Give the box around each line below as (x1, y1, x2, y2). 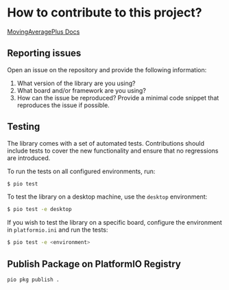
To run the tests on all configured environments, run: (7, 167, 156, 175)
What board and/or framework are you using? (16, 86, 146, 94)
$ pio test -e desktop (7, 206, 72, 213)
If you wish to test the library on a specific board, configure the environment (7, 219, 223, 227)
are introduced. (7, 153, 51, 162)
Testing (7, 121, 40, 133)
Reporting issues (7, 47, 82, 59)
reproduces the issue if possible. (16, 101, 110, 109)
